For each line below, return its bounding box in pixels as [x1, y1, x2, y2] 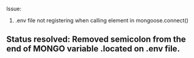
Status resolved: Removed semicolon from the [6, 34, 186, 45]
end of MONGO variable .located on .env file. [6, 43, 180, 54]
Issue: [6, 5, 22, 12]
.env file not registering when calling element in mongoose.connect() [15, 17, 189, 24]
